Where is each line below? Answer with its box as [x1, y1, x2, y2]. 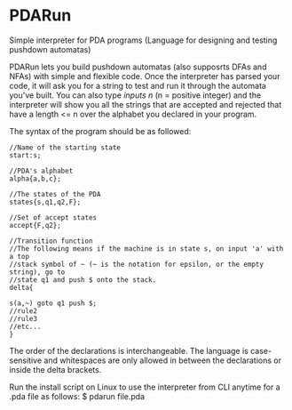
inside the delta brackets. [9, 364, 102, 374]
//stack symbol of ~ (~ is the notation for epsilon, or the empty [9, 260, 264, 269]
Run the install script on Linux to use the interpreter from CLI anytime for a [9, 382, 281, 392]
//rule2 [9, 306, 38, 316]
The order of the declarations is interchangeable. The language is [9, 345, 249, 356]
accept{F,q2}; [9, 221, 62, 229]
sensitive [9, 355, 43, 366]
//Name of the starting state [9, 143, 122, 152]
